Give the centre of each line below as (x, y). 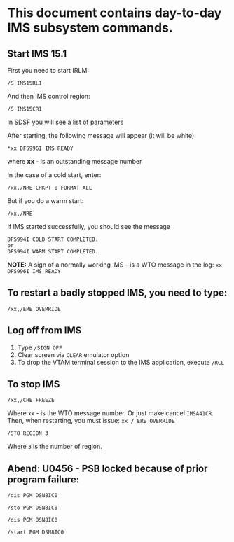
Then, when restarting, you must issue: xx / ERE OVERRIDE (91, 421)
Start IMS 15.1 (37, 54)
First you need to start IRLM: (48, 70)
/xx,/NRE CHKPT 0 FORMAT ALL (50, 188)
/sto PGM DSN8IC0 (33, 508)
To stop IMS (34, 384)
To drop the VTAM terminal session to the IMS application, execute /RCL (121, 362)
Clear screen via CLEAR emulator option (73, 354)
